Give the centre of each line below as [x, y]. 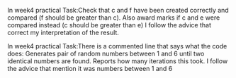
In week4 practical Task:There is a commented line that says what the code [117, 46]
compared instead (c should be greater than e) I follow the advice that [109, 25]
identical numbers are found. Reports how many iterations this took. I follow [118, 61]
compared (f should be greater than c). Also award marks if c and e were [114, 18]
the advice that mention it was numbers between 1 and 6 [90, 69]
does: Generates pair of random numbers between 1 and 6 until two [106, 53]
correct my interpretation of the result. [63, 32]
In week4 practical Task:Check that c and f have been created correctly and [118, 10]
